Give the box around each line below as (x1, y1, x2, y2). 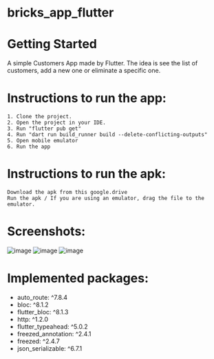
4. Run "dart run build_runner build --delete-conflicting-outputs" (7, 131, 208, 138)
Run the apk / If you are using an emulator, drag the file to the (7, 195, 205, 202)
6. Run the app (7, 143, 51, 151)
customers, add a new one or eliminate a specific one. (7, 67, 161, 75)
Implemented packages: (7, 270, 149, 286)
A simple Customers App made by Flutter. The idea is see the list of (7, 59, 198, 67)
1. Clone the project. (7, 113, 72, 120)
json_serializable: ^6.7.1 (17, 344, 83, 352)
